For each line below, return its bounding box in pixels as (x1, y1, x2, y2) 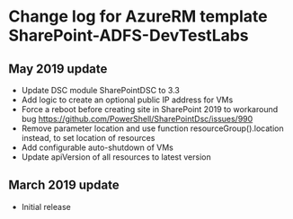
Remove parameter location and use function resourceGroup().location (21, 123, 284, 134)
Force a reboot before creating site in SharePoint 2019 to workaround (21, 104, 279, 114)
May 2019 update (8, 61, 108, 76)
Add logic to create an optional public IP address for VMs (21, 94, 234, 105)
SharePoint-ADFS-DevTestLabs (8, 25, 249, 46)
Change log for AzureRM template (8, 6, 268, 27)
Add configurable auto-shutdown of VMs (21, 142, 174, 153)
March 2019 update (8, 178, 120, 193)
